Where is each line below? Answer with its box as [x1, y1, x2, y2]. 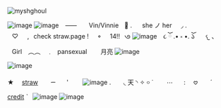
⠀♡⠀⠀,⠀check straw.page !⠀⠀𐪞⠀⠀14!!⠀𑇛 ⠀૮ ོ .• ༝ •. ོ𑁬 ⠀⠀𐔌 [7, 32, 210, 40]
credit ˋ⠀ [7, 93, 33, 101]
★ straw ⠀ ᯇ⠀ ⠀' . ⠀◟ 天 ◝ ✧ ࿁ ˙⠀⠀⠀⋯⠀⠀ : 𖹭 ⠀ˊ [7, 78, 213, 86]
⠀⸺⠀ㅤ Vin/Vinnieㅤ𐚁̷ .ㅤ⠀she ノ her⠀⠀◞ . [60, 21, 187, 29]
